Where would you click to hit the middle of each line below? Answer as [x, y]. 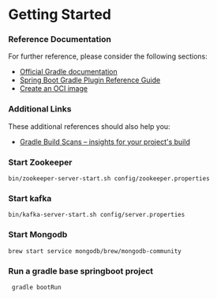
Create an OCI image [54, 89]
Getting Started [60, 15]
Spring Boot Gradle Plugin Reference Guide [90, 80]
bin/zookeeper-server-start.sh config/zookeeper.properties [109, 179]
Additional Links [40, 109]
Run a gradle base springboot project [81, 271]
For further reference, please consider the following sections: [108, 56]
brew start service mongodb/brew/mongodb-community [95, 251]
